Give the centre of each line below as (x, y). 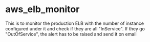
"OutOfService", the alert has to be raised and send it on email (71, 34)
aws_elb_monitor (42, 9)
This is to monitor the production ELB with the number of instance (75, 23)
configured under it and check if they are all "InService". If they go (75, 28)
